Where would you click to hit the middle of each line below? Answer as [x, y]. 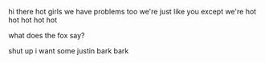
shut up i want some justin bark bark [69, 51]
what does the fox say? [47, 35]
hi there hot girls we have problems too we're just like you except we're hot [132, 12]
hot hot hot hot [33, 20]
